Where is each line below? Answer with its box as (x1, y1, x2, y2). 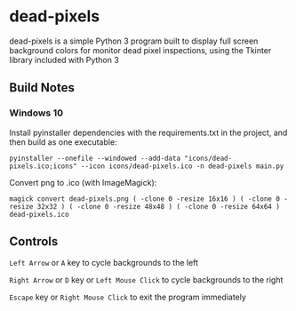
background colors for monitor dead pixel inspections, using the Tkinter (9, 44, 272, 55)
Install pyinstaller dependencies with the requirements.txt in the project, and (9, 127, 288, 138)
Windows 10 (9, 107, 64, 119)
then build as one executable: (9, 136, 117, 148)
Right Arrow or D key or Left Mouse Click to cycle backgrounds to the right (9, 275, 284, 285)
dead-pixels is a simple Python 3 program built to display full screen (9, 36, 259, 46)
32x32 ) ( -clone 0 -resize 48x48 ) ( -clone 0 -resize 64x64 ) (36, 202, 280, 211)
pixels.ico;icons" (9, 162, 77, 171)
